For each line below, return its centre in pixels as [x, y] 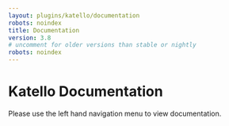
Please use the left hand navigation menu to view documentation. [115, 113]
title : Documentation [44, 30]
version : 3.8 [30, 38]
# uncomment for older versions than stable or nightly [102, 45]
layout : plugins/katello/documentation [74, 15]
